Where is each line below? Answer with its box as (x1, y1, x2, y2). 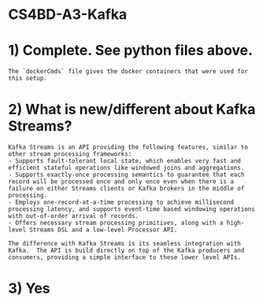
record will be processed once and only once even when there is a (8, 178, 235, 186)
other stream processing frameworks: (8, 150, 132, 158)
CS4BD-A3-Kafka (8, 6, 128, 24)
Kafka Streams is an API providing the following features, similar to (8, 143, 248, 151)
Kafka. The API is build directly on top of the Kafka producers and (8, 246, 245, 255)
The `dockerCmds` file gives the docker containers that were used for (8, 68, 248, 76)
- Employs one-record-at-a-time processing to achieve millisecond (8, 198, 235, 206)
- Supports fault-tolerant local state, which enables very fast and (8, 157, 242, 165)
